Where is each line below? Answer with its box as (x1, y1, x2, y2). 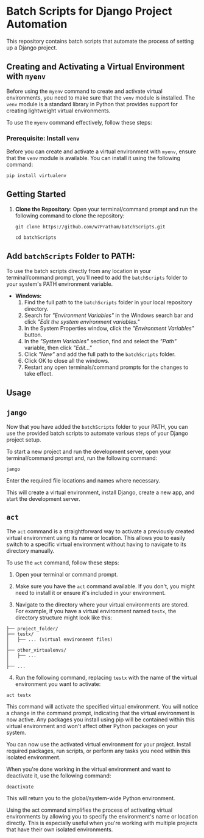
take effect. (24, 370, 53, 377)
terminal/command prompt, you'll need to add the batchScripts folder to (6, 274, 188, 281)
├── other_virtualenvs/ (6, 647, 67, 653)
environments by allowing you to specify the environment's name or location (6, 812, 199, 820)
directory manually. (6, 547, 55, 554)
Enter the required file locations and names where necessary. (6, 476, 160, 484)
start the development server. (6, 495, 80, 502)
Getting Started (6, 189, 66, 200)
